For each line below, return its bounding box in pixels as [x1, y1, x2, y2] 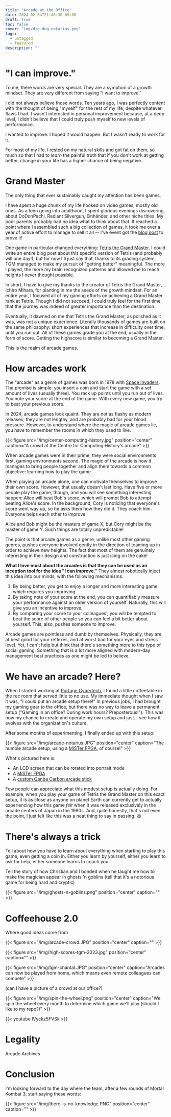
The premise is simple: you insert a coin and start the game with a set [5, 385, 152, 391]
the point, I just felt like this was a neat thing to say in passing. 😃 [5, 813, 142, 819]
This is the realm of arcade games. [5, 345, 78, 351]
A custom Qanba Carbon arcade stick [12, 776, 92, 782]
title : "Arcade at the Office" [5, 7, 72, 13]
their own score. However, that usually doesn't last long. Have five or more [5, 484, 162, 490]
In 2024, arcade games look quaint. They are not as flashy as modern [5, 411, 152, 417]
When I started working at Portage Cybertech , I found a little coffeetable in [5, 688, 162, 694]
